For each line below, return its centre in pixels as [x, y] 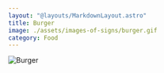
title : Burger [32, 23]
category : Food [33, 38]
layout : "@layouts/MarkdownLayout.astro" [78, 15]
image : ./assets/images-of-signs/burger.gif [83, 30]
